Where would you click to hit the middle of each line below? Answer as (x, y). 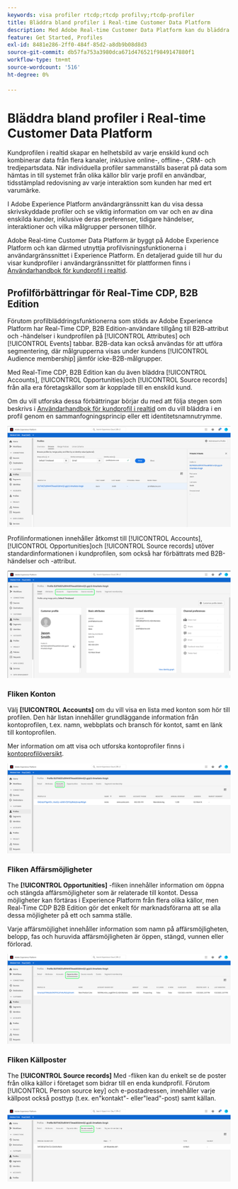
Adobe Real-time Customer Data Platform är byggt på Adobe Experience (113, 240)
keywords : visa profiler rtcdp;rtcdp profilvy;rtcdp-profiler (101, 15)
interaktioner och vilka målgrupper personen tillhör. (82, 227)
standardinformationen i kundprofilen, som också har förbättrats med (108, 553)
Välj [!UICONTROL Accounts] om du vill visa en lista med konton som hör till (119, 709)
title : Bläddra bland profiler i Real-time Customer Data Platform (109, 22)
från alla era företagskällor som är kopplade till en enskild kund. (100, 388)
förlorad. (20, 944)
